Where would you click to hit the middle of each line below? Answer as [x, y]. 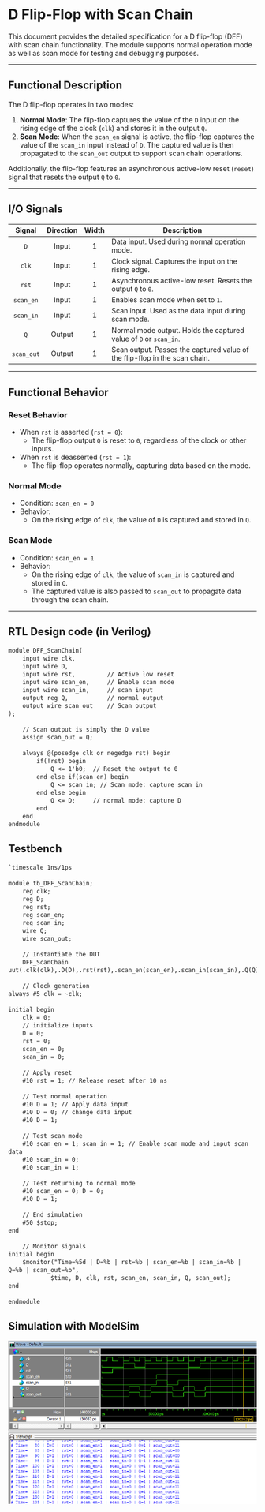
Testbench [35, 849]
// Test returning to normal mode [79, 1184]
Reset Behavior [38, 414]
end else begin [62, 793]
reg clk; [37, 892]
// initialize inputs [58, 1026]
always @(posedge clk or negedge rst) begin [97, 754]
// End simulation [52, 1215]
